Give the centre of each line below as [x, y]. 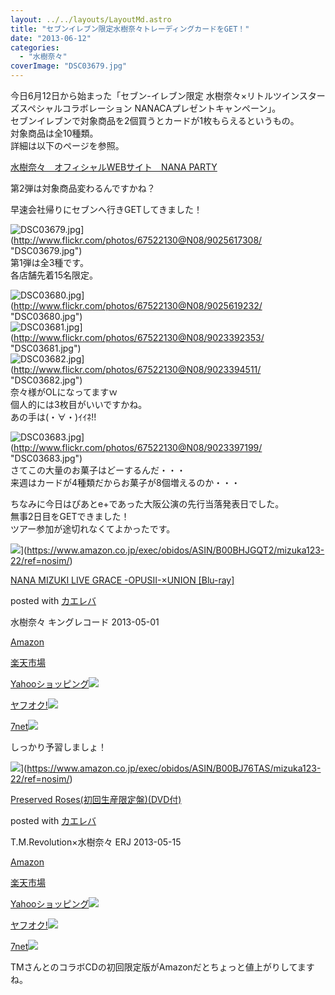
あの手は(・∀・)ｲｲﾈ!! [53, 417]
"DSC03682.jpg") [46, 380]
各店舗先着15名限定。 [54, 275]
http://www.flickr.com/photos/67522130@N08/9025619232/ [138, 305]
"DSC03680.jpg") [46, 316]
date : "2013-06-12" [51, 38]
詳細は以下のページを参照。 [67, 145]
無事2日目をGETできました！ [70, 516]
